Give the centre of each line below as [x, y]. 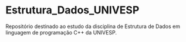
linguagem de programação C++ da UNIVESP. [61, 32]
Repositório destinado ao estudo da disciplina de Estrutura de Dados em [93, 26]
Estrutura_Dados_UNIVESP [72, 10]
